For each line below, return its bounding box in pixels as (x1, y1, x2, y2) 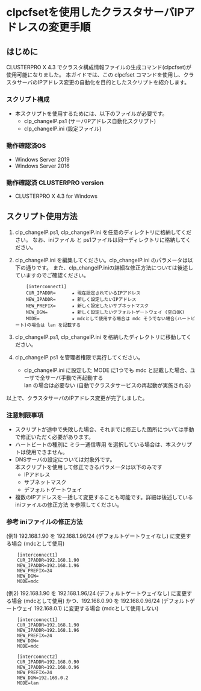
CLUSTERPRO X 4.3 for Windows (14, 192, 98, 200)
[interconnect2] (17, 654, 58, 660)
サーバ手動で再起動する (45, 374, 104, 381)
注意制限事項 (6, 411, 44, 419)
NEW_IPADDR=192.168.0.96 (17, 664, 79, 670)
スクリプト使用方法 (6, 212, 78, 222)
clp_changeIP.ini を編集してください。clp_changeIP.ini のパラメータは (14, 256, 188, 263)
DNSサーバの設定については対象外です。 (14, 456, 116, 463)
